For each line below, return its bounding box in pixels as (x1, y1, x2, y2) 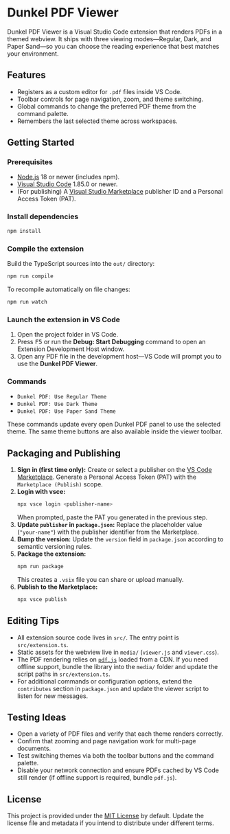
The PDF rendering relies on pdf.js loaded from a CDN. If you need (16, 655, 208, 664)
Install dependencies (7, 212, 79, 221)
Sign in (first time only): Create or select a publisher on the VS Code (16, 466, 212, 474)
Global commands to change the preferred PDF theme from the (16, 102, 197, 111)
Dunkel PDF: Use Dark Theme (16, 401, 97, 408)
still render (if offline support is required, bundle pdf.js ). (16, 774, 177, 782)
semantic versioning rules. (16, 542, 92, 550)
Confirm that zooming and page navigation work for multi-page (16, 737, 197, 745)
